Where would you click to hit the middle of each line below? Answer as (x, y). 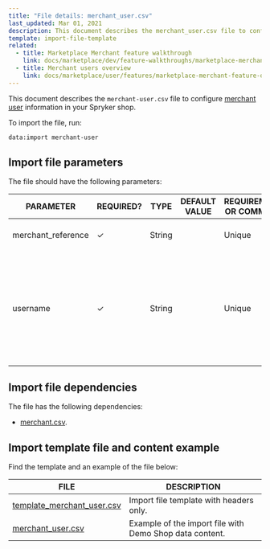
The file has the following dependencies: (76, 407)
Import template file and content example (114, 447)
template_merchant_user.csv (67, 505)
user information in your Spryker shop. (72, 107)
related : (23, 46)
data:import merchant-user (53, 137)
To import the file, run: (45, 122)
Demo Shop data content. (177, 533)
